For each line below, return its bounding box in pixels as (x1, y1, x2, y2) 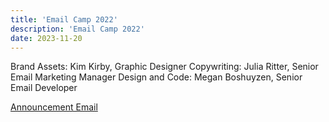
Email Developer (10, 82, 78, 94)
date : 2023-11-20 (10, 33, 83, 43)
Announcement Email (10, 101, 98, 113)
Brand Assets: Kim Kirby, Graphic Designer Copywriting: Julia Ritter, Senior (10, 61, 319, 73)
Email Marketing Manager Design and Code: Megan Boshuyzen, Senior (10, 71, 303, 83)
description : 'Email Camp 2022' (10, 24, 145, 34)
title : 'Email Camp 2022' (10, 14, 118, 25)
